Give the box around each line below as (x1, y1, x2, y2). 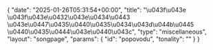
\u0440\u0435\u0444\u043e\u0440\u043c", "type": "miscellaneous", (7, 27, 208, 36)
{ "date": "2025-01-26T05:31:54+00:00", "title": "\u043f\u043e (7, 6, 187, 14)
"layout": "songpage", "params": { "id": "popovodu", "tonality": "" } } (7, 35, 201, 43)
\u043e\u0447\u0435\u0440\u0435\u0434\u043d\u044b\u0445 (7, 21, 194, 28)
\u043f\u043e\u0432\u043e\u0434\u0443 (7, 13, 131, 21)
